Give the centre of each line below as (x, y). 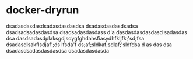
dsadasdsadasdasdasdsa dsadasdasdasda (58, 50)
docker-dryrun (43, 10)
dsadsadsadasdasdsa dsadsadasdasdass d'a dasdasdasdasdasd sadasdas (97, 32)
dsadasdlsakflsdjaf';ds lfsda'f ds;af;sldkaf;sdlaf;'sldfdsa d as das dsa (89, 45)
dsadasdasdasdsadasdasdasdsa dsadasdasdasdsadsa (72, 26)
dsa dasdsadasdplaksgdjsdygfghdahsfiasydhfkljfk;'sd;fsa (75, 38)
